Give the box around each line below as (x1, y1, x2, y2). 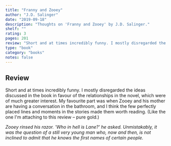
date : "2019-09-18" (5, 17, 47, 22)
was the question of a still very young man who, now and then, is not (5, 129, 151, 135)
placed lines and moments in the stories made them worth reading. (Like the (5, 109, 166, 115)
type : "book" (5, 45, 33, 50)
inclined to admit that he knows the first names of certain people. (5, 135, 143, 141)
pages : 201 (5, 36, 29, 41)
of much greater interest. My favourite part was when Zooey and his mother (5, 98, 165, 104)
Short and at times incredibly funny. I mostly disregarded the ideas (5, 87, 146, 93)
